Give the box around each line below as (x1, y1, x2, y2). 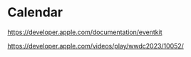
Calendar (7, 4, 63, 21)
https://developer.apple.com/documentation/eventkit (7, 28, 162, 36)
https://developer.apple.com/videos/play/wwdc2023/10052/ (7, 41, 184, 50)
